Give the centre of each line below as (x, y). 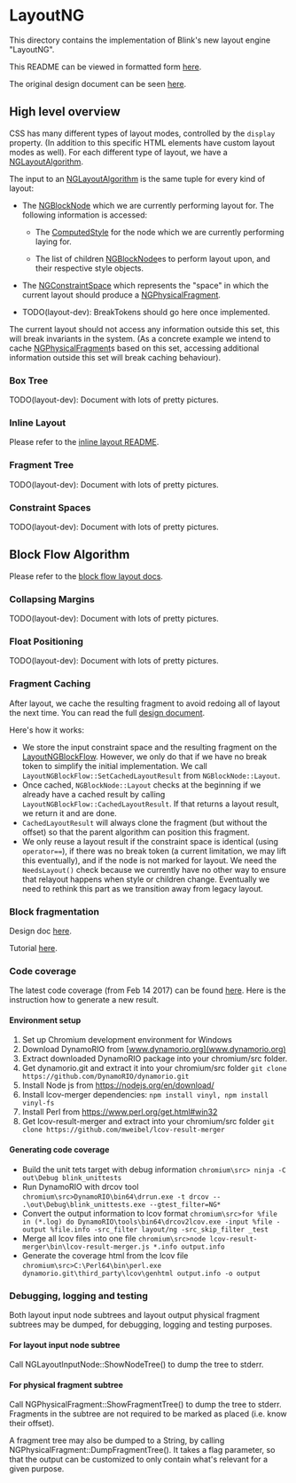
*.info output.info (189, 1247)
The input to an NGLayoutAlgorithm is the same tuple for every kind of (137, 178)
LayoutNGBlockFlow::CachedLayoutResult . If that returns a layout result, (150, 804)
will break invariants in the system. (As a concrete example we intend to (140, 338)
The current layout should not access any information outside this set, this (144, 329)
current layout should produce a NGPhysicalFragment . (121, 295)
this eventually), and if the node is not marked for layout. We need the (149, 860)
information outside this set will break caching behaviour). (115, 357)
